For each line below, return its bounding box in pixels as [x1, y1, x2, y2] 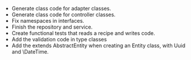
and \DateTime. [11, 48, 49, 55]
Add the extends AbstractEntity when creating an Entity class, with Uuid [11, 42, 186, 49]
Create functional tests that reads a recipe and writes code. [11, 30, 155, 37]
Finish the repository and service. [11, 23, 93, 30]
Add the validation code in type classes [11, 36, 107, 43]
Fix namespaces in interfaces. [11, 17, 84, 24]
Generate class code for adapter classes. [11, 5, 111, 12]
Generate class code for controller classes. [11, 11, 116, 18]
